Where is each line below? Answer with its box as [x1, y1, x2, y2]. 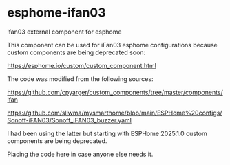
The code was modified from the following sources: [7, 74, 154, 83]
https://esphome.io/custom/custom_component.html [7, 61, 157, 69]
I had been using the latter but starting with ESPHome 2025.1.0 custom [7, 129, 208, 137]
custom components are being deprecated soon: [7, 48, 146, 56]
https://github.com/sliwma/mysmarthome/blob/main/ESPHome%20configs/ [7, 109, 222, 117]
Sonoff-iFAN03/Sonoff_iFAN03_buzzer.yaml [7, 115, 132, 124]
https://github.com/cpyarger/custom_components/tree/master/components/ [7, 88, 224, 96]
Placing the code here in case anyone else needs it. [7, 150, 154, 158]
